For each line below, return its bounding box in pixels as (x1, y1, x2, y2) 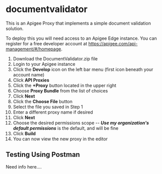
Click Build (13, 130, 36, 136)
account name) (13, 71, 45, 77)
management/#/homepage (6, 46, 61, 52)
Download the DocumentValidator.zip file (13, 55, 98, 61)
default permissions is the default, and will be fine (13, 125, 119, 131)
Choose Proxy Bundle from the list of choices (13, 88, 108, 94)
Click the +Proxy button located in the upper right (13, 82, 117, 89)
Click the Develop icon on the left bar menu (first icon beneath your (13, 66, 153, 72)
